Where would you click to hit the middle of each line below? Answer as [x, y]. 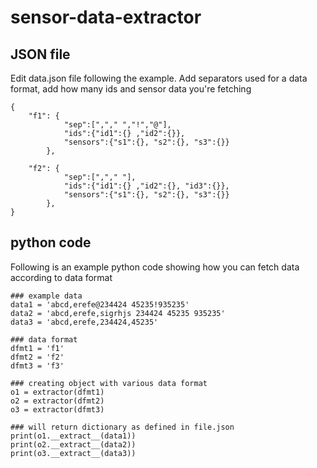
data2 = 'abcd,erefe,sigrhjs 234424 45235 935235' [118, 313]
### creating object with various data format [109, 383]
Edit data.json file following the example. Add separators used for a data [159, 78]
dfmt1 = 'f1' [37, 348]
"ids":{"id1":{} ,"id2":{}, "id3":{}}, [146, 186]
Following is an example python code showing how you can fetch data [155, 267]
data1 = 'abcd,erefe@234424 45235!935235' [100, 304]
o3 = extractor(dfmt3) [57, 409]
